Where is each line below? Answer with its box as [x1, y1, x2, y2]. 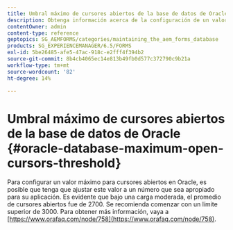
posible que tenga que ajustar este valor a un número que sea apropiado [7, 186, 215, 194]
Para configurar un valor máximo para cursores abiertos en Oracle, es [7, 178, 207, 186]
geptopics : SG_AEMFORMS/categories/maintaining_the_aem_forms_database [7, 36, 218, 43]
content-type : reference [7, 29, 79, 37]
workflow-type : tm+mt [7, 62, 70, 69]
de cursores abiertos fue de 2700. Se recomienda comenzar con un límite [7, 200, 218, 208]
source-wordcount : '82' [7, 68, 76, 75]
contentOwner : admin [7, 23, 67, 30]
